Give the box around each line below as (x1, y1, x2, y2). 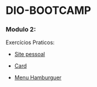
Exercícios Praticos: (5, 39, 55, 46)
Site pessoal (14, 51, 46, 58)
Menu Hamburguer (14, 74, 61, 82)
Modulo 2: (5, 25, 36, 34)
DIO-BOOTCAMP (5, 4, 92, 18)
